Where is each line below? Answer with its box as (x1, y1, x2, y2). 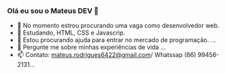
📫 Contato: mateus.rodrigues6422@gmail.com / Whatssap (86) (16, 51, 197, 59)
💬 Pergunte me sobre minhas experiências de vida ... (16, 43, 166, 52)
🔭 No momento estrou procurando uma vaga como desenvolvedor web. (16, 22, 220, 30)
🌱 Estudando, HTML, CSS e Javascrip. (16, 29, 125, 37)
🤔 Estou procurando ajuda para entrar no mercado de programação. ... (16, 36, 216, 44)
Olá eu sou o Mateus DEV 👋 (7, 6, 99, 16)
